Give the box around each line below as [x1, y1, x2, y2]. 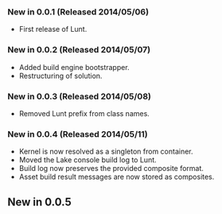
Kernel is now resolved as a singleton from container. [18, 146, 193, 157]
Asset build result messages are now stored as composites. [18, 172, 215, 181]
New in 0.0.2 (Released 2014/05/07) [7, 45, 151, 56]
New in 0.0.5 [7, 195, 72, 208]
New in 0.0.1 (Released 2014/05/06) [7, 6, 149, 18]
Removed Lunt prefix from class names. [18, 108, 150, 118]
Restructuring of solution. [18, 71, 103, 80]
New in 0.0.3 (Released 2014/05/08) [7, 91, 152, 102]
